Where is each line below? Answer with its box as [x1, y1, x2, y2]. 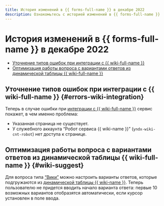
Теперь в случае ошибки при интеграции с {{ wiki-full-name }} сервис [5, 106, 153, 112]
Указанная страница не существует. [12, 121, 89, 127]
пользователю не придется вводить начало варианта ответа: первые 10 [5, 185, 158, 191]
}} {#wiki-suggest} [24, 161, 84, 169]
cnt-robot [12, 132, 33, 137]
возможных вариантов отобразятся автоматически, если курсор [5, 190, 143, 196]
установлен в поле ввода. [5, 195, 60, 201]
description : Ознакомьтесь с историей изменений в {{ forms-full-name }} [5, 12, 161, 17]
